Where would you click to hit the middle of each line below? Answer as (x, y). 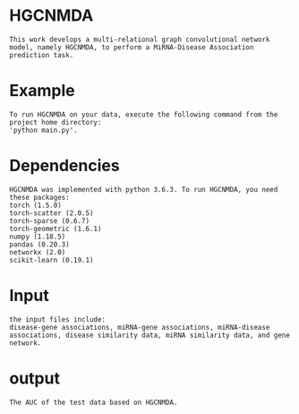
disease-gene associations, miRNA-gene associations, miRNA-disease (140, 327)
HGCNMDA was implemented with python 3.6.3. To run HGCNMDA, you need (144, 189)
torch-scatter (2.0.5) (51, 213)
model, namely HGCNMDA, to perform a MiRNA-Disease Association (132, 47)
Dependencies (64, 166)
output (35, 378)
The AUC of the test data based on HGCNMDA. (94, 402)
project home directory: (56, 122)
